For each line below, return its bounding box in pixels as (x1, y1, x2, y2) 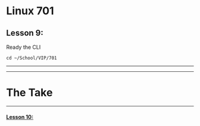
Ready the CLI (6, 43, 41, 51)
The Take (6, 86, 53, 99)
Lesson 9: (6, 28, 43, 38)
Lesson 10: (6, 113, 34, 120)
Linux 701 (6, 4, 54, 18)
